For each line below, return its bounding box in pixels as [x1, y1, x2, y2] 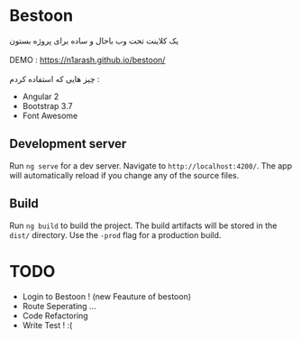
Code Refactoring [22, 310, 88, 321]
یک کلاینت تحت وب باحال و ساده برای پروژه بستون [9, 35, 179, 46]
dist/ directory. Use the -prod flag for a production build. [9, 229, 222, 240]
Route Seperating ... [22, 300, 96, 311]
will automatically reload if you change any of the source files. [9, 169, 240, 180]
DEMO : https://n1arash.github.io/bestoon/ [9, 54, 166, 65]
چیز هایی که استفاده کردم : [9, 73, 100, 84]
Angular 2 [22, 91, 59, 102]
